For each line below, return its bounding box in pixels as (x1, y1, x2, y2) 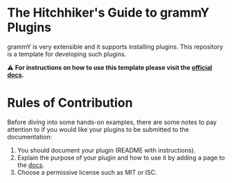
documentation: (7, 132, 53, 141)
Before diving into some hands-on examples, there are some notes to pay (7, 118, 217, 126)
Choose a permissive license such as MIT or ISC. (17, 168, 157, 176)
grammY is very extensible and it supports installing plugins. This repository (7, 42, 224, 51)
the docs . (17, 161, 45, 169)
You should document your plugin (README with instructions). (17, 146, 196, 154)
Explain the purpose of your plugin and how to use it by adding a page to (17, 153, 225, 162)
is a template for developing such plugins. (7, 50, 127, 58)
